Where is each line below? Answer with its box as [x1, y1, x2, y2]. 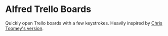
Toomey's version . [5, 25, 44, 31]
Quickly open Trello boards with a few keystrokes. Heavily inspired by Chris [5, 20, 163, 26]
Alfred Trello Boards [5, 3, 92, 15]
